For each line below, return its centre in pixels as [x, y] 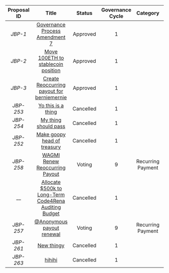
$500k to [51, 188]
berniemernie [51, 97]
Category [148, 13]
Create [51, 79]
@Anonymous [51, 222]
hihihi [51, 260]
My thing [51, 120]
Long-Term [51, 194]
